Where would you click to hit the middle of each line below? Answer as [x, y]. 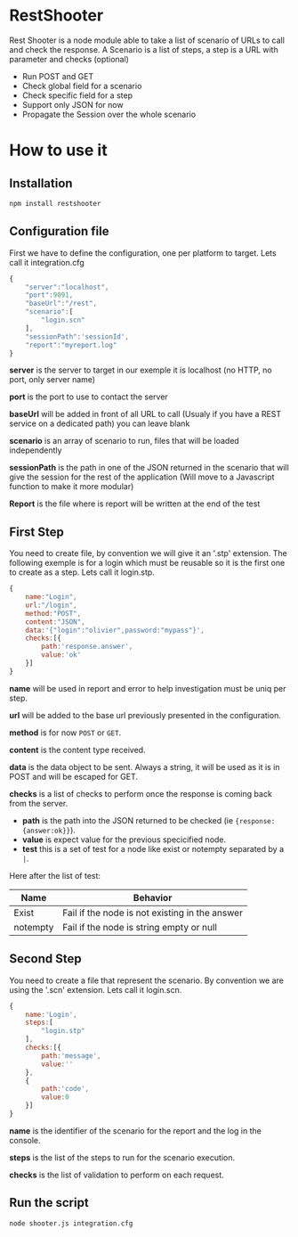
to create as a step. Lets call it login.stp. [82, 572]
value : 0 [55, 1097]
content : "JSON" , [56, 622]
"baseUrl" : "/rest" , [61, 304]
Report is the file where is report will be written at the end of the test [135, 504]
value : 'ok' [61, 655]
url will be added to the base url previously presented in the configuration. [145, 715]
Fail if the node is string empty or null [140, 927]
